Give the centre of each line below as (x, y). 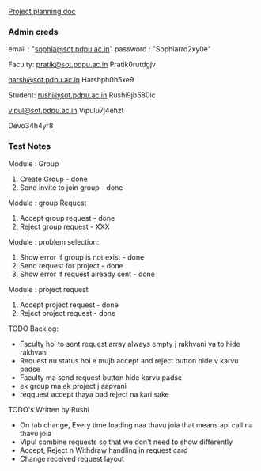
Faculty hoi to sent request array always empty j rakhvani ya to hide (130, 344)
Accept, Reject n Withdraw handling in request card (104, 450)
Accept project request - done (69, 305)
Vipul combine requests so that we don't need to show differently (126, 442)
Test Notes (30, 146)
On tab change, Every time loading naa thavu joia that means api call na (136, 425)
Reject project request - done (68, 313)
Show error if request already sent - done (87, 274)
